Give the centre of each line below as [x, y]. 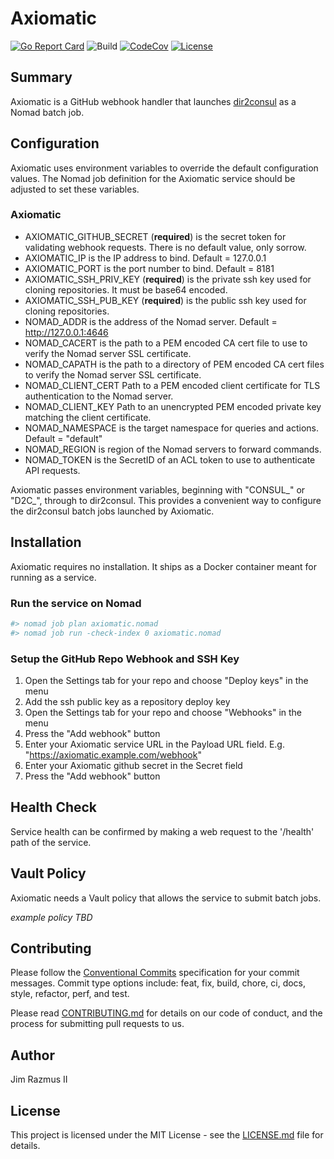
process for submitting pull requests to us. [97, 1024]
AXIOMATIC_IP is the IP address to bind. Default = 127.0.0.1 [145, 258]
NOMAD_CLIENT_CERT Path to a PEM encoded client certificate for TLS [172, 385]
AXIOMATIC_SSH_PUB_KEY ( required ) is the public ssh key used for [165, 300]
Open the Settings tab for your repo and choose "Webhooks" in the [163, 713]
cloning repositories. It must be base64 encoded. [126, 289]
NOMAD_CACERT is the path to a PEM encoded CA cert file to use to [166, 343]
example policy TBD [51, 917]
